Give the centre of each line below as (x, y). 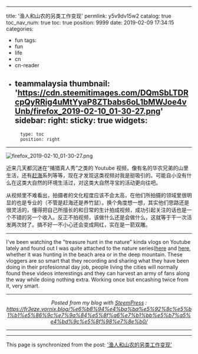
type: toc (32, 134)
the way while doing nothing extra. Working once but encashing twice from (97, 279)
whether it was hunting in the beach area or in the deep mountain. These (94, 254)
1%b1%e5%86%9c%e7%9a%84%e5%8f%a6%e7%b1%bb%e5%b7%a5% (99, 315)
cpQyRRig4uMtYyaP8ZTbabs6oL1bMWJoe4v (100, 102)
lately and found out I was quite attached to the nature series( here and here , (98, 248)
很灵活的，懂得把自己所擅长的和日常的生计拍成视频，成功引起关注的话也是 (96, 210)
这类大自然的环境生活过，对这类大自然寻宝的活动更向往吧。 (88, 183)
